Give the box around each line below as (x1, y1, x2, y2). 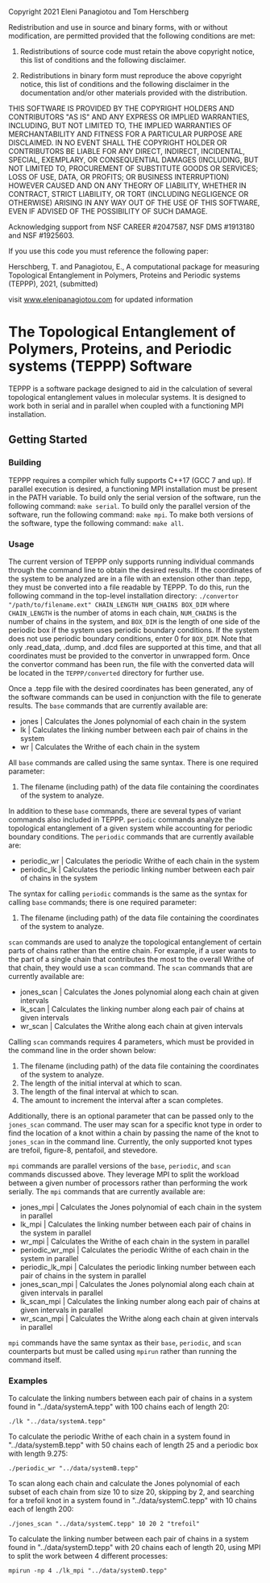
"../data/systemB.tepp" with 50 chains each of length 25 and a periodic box (8, 1440, 259, 1450)
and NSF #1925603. (8, 231, 75, 240)
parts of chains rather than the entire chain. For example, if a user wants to (8, 945, 256, 955)
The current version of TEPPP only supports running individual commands (8, 556, 255, 566)
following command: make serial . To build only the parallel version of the (8, 501, 251, 510)
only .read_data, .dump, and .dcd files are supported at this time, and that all (8, 642, 262, 652)
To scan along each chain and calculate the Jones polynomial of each (8, 1479, 240, 1489)
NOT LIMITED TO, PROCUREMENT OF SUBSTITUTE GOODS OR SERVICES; (8, 164, 259, 173)
